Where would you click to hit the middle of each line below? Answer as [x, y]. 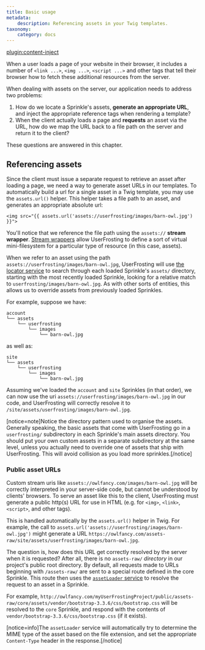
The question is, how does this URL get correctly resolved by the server [97, 552]
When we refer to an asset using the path [58, 257]
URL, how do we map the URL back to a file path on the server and [99, 127]
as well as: [20, 345]
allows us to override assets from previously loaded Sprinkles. [85, 290]
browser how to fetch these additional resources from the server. [88, 77]
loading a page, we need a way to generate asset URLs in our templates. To [102, 185]
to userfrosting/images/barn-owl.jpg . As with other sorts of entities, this [98, 283]
